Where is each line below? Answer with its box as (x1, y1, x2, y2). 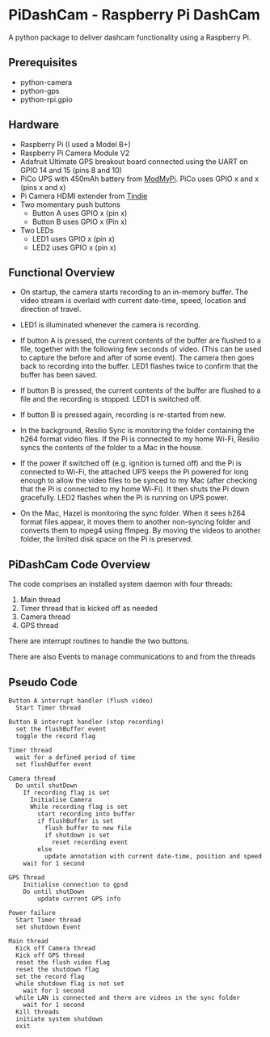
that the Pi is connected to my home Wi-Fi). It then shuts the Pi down (19, 484, 250, 494)
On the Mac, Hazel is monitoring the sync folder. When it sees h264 (19, 508, 246, 518)
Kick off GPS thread (15, 951, 85, 959)
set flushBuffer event (15, 761, 92, 769)
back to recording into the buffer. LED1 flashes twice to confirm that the (19, 361, 259, 371)
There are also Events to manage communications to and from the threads (8, 652, 256, 662)
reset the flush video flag (15, 959, 111, 967)
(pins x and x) (19, 182, 66, 192)
